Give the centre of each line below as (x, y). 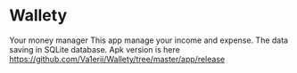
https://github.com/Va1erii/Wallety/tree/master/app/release (117, 59)
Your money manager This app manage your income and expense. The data (148, 40)
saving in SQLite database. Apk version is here (95, 49)
